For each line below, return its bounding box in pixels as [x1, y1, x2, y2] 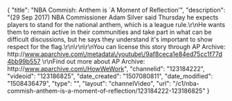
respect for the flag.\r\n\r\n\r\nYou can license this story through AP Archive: [7, 43, 226, 50]
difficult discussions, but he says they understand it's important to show [7, 35, 213, 44]
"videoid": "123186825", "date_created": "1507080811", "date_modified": [7, 72, 213, 80]
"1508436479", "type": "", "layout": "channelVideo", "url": [7, 80, 172, 87]
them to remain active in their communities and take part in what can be [7, 28, 212, 36]
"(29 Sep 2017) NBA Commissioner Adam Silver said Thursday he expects [7, 13, 219, 21]
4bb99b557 [7, 57, 41, 65]
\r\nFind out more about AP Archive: [42, 57, 145, 65]
